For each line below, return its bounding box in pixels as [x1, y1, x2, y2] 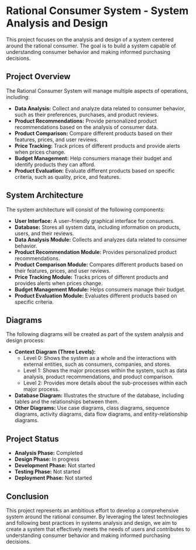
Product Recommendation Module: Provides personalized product [14, 248, 177, 256]
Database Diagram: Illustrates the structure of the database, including [14, 392, 184, 399]
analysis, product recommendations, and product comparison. [23, 374, 174, 381]
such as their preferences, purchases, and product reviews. [14, 111, 159, 118]
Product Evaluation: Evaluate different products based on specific [14, 167, 176, 174]
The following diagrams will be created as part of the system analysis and [6, 331, 184, 338]
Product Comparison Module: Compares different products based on [14, 261, 183, 268]
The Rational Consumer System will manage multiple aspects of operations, [6, 87, 188, 94]
